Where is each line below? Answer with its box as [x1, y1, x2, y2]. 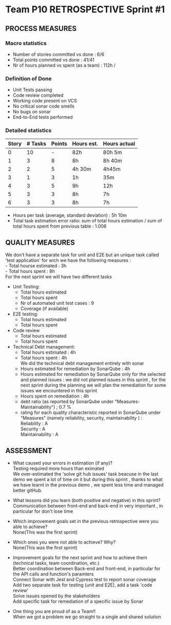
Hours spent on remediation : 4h [20, 393, 89, 400]
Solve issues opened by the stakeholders [12, 593, 100, 599]
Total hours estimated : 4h [20, 349, 76, 356]
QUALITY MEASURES [5, 238, 75, 247]
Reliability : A [20, 421, 48, 427]
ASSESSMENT [5, 446, 52, 455]
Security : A [20, 426, 46, 432]
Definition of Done [5, 75, 52, 82]
